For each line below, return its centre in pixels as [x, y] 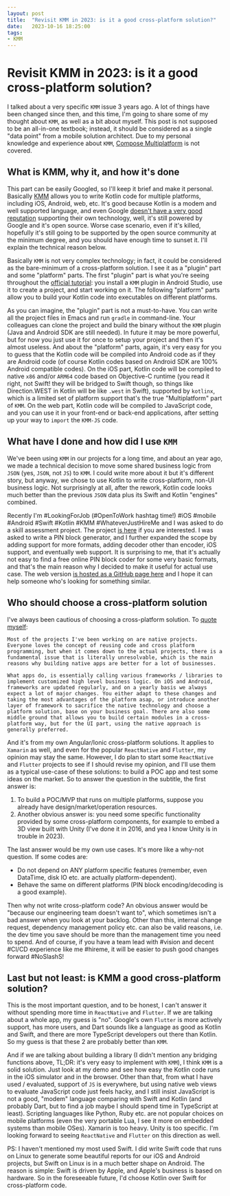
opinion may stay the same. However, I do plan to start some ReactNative [111, 757]
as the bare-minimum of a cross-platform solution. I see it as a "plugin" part [114, 268]
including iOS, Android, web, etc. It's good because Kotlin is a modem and [112, 203]
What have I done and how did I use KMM [92, 442]
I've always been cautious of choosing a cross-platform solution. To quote [112, 619]
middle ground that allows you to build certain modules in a [98, 717]
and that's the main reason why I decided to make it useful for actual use [110, 566]
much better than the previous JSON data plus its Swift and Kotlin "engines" [113, 494]
